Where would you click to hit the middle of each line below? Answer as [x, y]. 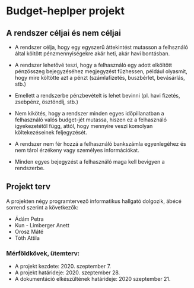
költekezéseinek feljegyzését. [51, 132]
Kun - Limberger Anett [42, 225]
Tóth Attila [27, 238]
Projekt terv [28, 187]
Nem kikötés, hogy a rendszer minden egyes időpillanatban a [89, 113]
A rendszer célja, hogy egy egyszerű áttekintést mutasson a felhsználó [101, 47]
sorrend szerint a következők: [42, 207]
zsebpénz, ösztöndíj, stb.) [46, 102]
